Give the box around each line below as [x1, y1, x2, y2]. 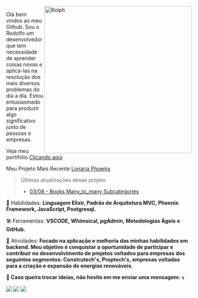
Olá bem [6, 11, 27, 18]
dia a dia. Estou [6, 92, 44, 99]
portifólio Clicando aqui [6, 154, 63, 161]
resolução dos [6, 74, 41, 80]
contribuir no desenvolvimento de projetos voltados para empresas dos [6, 250, 186, 257]
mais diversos [6, 80, 40, 87]
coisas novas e [6, 61, 42, 68]
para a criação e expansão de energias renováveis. [6, 262, 134, 269]
